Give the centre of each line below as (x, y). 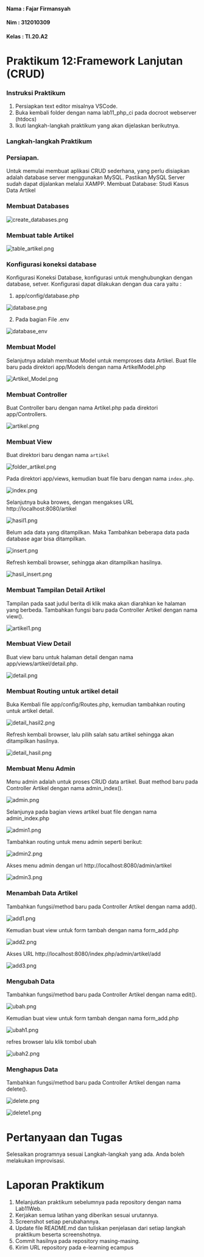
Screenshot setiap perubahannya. (58, 1222)
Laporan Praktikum (55, 1185)
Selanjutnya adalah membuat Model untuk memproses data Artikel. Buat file (101, 360)
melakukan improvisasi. (36, 1161)
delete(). (17, 1089)
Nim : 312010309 (28, 23)
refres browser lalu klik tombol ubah (51, 1042)
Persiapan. (23, 158)
